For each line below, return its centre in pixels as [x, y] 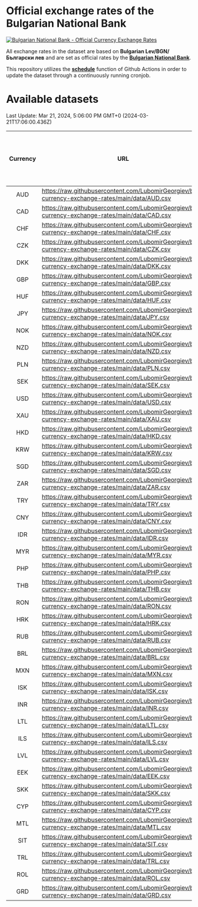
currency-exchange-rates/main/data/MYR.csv [107, 555]
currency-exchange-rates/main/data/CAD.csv [106, 215]
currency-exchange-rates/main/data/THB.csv [106, 589]
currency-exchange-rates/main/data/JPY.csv [105, 317]
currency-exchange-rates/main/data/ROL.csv [106, 878]
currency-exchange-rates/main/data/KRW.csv [107, 453]
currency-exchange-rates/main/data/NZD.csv [106, 351]
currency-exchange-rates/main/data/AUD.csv [106, 198]
